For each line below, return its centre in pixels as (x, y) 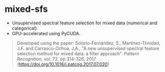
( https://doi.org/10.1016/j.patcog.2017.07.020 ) (63, 64)
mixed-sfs (26, 9)
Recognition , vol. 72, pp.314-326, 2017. (57, 59)
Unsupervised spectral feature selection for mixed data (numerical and (84, 23)
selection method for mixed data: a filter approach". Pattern (78, 54)
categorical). (25, 28)
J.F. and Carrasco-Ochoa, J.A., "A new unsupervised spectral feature (88, 48)
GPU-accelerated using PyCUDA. (46, 33)
